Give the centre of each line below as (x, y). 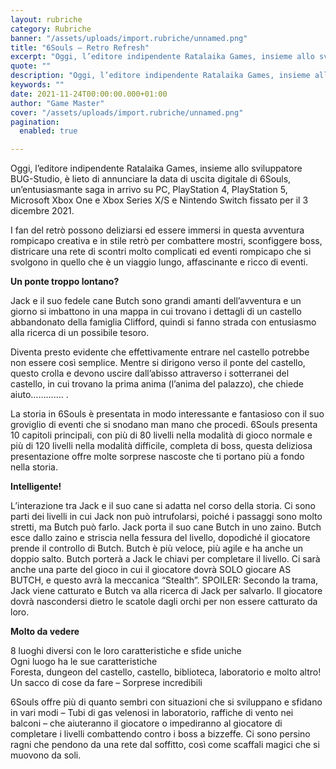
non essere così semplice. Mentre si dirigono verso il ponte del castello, (158, 363)
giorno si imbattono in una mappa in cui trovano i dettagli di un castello (156, 312)
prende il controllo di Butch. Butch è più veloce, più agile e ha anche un (157, 548)
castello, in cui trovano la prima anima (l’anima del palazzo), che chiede (157, 384)
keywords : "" (37, 85)
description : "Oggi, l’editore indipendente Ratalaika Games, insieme (160, 76)
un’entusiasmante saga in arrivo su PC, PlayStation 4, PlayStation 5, (149, 190)
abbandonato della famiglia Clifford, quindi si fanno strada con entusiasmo (163, 322)
